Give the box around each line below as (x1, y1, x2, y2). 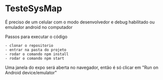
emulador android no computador (5, 24, 73, 30)
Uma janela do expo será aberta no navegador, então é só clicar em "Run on (5, 64, 159, 70)
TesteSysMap (5, 3, 62, 14)
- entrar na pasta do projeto (5, 47, 67, 52)
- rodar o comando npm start (5, 56, 64, 61)
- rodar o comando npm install (5, 52, 69, 57)
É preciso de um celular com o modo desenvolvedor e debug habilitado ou (5, 19, 155, 25)
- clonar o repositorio (5, 43, 54, 48)
